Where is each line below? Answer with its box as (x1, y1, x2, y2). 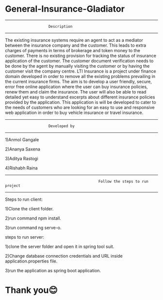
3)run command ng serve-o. (5, 225, 62, 230)
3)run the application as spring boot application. (5, 267, 101, 273)
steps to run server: (5, 234, 45, 240)
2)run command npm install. (5, 215, 62, 221)
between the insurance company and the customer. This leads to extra (5, 42, 147, 48)
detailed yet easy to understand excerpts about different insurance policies (5, 94, 155, 100)
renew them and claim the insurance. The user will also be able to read (5, 89, 147, 94)
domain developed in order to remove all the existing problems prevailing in (5, 73, 156, 79)
